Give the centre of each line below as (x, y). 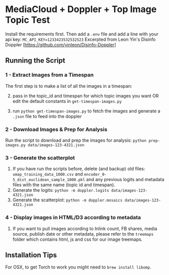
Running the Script (35, 61)
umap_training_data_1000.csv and (48, 174)
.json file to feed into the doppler (47, 116)
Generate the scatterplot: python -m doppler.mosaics (67, 200)
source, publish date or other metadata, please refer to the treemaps (83, 234)
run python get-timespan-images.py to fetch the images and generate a (86, 111)
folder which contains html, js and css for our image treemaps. (77, 239)
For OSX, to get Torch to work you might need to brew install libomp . (78, 267)
